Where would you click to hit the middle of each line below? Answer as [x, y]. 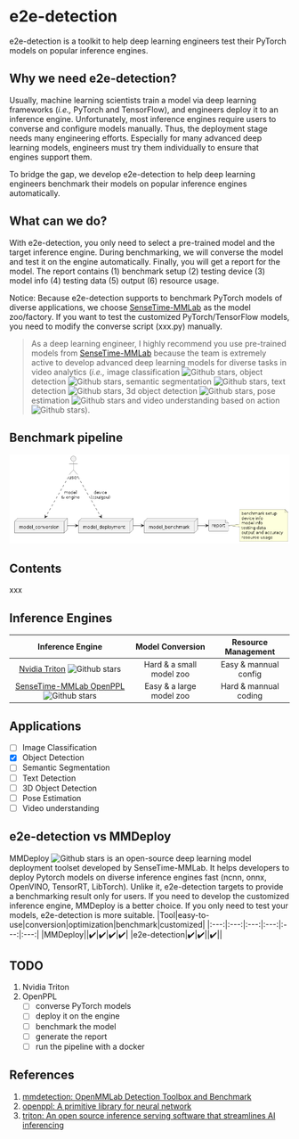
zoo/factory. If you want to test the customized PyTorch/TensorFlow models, [149, 316]
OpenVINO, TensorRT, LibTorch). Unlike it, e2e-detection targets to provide [146, 886]
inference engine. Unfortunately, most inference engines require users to [143, 119]
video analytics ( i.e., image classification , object [147, 372]
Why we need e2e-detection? [93, 79]
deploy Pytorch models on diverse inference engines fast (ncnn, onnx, [138, 877]
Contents [36, 568]
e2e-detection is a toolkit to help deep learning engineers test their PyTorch [148, 41]
